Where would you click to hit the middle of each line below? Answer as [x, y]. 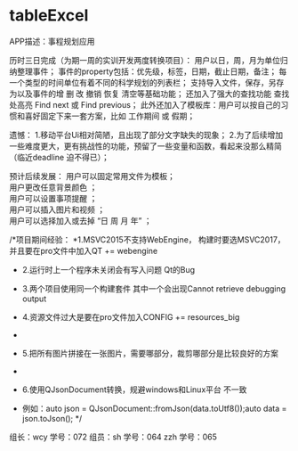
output [34, 299]
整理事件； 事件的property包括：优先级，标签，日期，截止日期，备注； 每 [152, 71]
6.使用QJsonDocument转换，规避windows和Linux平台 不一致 [134, 389]
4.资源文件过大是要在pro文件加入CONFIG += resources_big [131, 316]
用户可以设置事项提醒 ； [53, 198]
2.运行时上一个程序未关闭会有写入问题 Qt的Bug [109, 269]
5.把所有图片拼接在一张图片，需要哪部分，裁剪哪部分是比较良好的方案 [150, 353]
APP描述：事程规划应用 [52, 41]
